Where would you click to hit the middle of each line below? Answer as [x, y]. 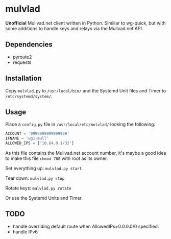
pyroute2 [22, 57]
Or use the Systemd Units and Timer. [44, 198]
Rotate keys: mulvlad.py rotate [38, 188]
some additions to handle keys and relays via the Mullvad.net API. [74, 28]
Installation [23, 78]
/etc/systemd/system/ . [29, 96]
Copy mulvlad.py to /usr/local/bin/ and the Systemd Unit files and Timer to [86, 90]
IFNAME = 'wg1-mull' [27, 138]
